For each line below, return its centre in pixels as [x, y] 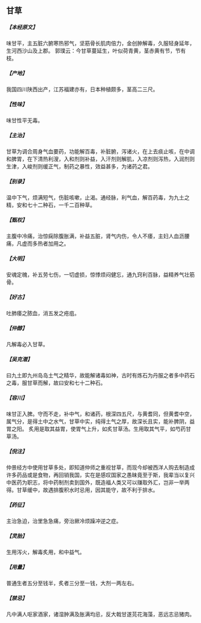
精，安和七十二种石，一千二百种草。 [51, 205]
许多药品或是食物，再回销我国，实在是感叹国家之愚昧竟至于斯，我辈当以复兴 [100, 475]
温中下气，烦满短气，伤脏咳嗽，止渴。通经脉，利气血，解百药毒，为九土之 [98, 198]
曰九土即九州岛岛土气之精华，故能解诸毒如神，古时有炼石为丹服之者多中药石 [100, 376]
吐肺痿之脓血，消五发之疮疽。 [43, 313]
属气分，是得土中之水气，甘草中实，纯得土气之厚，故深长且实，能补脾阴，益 [100, 422]
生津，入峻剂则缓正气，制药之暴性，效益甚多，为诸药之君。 [80, 167]
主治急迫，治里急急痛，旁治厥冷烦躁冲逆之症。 [64, 521]
